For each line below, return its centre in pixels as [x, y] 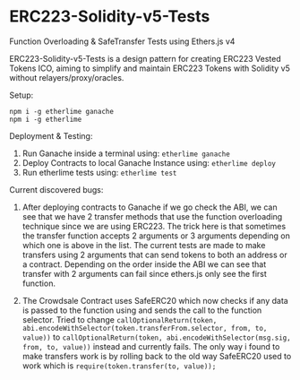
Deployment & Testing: [51, 135]
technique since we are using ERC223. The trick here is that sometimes [154, 226]
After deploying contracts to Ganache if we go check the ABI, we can [150, 207]
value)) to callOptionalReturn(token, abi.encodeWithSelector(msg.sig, [156, 337]
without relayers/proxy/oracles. [67, 77]
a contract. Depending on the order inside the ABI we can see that [144, 264]
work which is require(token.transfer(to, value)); [119, 366]
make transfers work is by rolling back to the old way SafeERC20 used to [157, 356]
